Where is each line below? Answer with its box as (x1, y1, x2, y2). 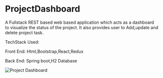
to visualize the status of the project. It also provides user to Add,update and (5, 24, 159, 30)
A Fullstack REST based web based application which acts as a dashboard (5, 19, 154, 25)
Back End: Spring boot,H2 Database (5, 58, 77, 63)
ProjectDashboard (5, 3, 80, 15)
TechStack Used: (5, 39, 40, 45)
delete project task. (5, 30, 44, 35)
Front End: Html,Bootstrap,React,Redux (5, 48, 84, 54)
